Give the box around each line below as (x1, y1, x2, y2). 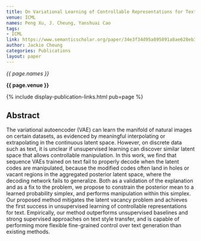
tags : (6, 25, 20, 32)
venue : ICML (6, 14, 36, 20)
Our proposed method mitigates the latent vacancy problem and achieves (6, 196, 188, 204)
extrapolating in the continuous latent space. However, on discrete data (6, 139, 182, 146)
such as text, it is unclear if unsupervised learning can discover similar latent (6, 145, 195, 153)
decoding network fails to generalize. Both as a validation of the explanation (6, 177, 193, 185)
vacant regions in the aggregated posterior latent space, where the (6, 171, 172, 178)
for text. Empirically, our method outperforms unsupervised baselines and (6, 209, 188, 216)
